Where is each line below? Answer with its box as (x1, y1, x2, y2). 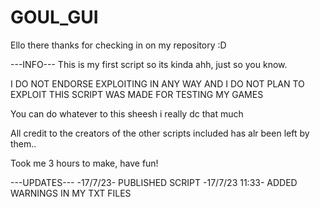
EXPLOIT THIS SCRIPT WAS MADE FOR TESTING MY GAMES (10, 88, 264, 100)
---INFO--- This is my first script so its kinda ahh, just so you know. (10, 58, 288, 70)
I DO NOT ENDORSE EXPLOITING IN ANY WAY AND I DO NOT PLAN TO (10, 77, 305, 90)
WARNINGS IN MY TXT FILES (10, 187, 132, 199)
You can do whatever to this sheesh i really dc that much (10, 107, 244, 120)
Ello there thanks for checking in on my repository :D (10, 39, 227, 51)
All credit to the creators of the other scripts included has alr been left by (10, 127, 310, 139)
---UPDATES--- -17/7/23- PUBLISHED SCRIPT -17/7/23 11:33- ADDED (10, 176, 298, 188)
